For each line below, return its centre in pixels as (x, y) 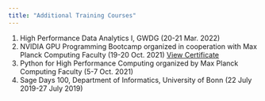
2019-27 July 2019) (51, 88)
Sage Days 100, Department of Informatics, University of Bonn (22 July (136, 80)
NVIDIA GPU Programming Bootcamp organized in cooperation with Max (138, 46)
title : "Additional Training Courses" (72, 15)
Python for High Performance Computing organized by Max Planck (129, 63)
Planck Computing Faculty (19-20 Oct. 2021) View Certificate (119, 54)
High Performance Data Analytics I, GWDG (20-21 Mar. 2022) (120, 38)
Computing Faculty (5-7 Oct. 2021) (76, 71)
